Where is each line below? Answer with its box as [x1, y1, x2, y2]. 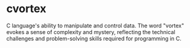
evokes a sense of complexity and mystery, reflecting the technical [6, 28, 176, 35]
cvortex [6, 2, 47, 16]
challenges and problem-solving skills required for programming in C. [6, 35, 182, 42]
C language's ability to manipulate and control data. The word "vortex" [6, 22, 184, 29]
